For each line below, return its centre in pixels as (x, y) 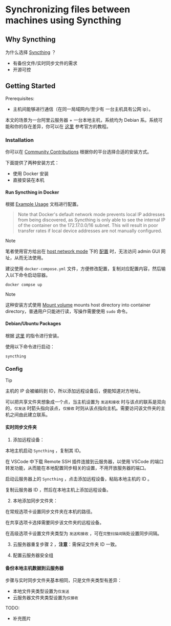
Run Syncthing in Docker (32, 192)
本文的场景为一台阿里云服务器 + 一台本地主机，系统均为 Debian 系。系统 (82, 120)
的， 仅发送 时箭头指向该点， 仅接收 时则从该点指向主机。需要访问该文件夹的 (83, 408)
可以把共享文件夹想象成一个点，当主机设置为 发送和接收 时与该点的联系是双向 (86, 402)
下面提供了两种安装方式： (32, 163)
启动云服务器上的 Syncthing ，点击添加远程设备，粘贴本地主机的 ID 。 (79, 479)
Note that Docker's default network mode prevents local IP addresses (91, 215)
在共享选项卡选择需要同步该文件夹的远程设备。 (55, 523)
